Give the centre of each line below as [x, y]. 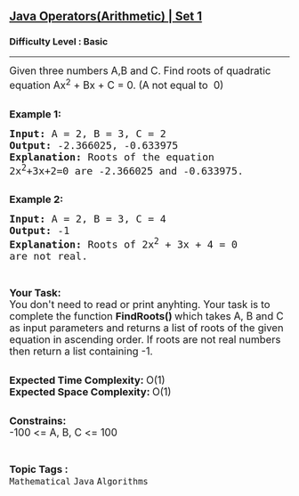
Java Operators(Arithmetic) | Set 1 [106, 16]
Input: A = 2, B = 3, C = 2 [88, 133]
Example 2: [36, 199]
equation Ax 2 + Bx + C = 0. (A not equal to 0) [117, 84]
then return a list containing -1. [81, 351]
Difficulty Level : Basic [59, 42]
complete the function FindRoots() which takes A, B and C [146, 316]
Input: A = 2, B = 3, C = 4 [88, 219]
